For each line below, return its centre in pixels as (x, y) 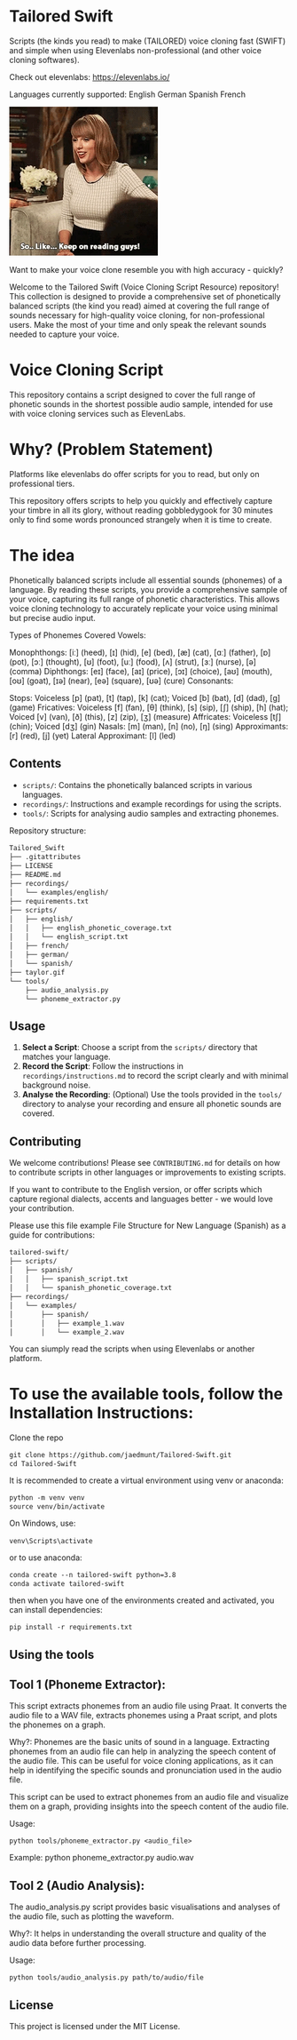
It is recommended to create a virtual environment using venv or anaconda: (146, 1480)
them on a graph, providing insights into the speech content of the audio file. (149, 1806)
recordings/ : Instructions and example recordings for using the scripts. (152, 804)
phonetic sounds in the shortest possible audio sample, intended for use (141, 404)
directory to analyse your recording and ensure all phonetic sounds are (152, 1104)
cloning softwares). (44, 60)
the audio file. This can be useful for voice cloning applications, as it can (141, 1761)
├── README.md (35, 874)
